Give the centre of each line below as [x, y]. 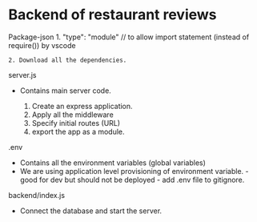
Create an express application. [82, 106]
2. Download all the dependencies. [68, 60]
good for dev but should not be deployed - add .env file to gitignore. [132, 180]
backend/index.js [37, 195]
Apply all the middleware [72, 115]
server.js [23, 75]
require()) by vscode [42, 45]
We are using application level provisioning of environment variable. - [134, 171]
